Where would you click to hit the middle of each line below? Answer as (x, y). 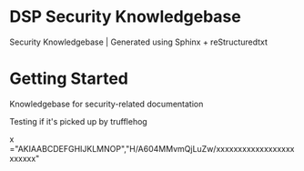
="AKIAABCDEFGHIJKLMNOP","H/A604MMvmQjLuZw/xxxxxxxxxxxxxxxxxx (152, 148)
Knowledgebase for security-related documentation (106, 104)
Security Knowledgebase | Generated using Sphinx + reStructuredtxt (139, 42)
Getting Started (69, 79)
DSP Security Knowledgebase (125, 17)
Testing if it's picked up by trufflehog (78, 121)
